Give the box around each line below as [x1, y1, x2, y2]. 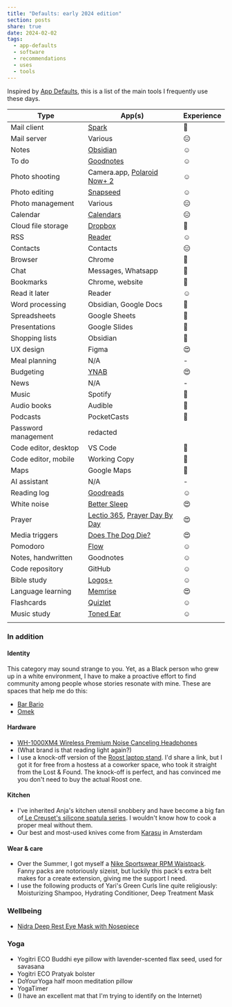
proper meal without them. [17, 821, 93, 829]
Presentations [10, 322, 56, 332]
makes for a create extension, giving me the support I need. [17, 874, 188, 883]
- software [13, 49, 45, 56]
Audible [88, 400, 113, 410]
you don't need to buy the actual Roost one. [17, 775, 142, 783]
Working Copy [88, 454, 135, 464]
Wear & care [7, 844, 43, 852]
